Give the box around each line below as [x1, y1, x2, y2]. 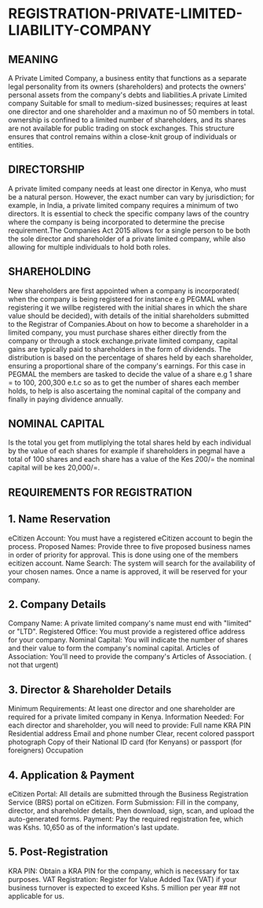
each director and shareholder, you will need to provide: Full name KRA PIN [8, 720, 251, 730]
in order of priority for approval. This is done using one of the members [8, 550, 239, 559]
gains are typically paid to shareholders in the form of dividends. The [8, 344, 232, 353]
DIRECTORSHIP [8, 163, 85, 177]
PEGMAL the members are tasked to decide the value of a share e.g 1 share [8, 369, 253, 379]
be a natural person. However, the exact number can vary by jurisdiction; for [8, 192, 255, 201]
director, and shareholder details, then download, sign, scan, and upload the [8, 806, 255, 815]
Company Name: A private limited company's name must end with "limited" [8, 618, 252, 628]
